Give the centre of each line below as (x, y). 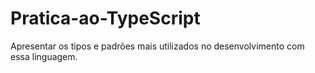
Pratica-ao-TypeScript (105, 18)
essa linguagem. (44, 56)
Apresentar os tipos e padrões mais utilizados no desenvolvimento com (157, 46)
